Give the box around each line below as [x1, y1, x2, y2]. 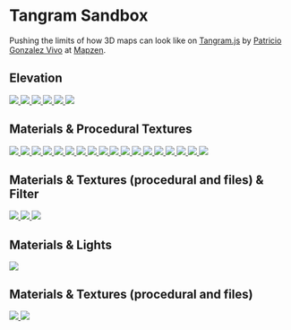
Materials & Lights [9, 237, 112, 252]
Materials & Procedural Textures [9, 122, 193, 137]
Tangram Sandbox [9, 5, 149, 26]
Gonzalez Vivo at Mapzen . [9, 44, 106, 55]
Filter [9, 186, 39, 202]
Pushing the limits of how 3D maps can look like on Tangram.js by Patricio [9, 35, 282, 46]
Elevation [9, 71, 63, 86]
